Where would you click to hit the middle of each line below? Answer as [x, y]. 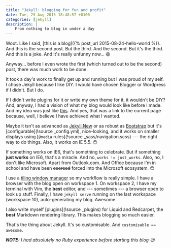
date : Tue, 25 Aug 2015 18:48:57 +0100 [48, 15]
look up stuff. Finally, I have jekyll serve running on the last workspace [81, 194]
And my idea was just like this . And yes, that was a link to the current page [83, 111]
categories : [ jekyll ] [29, 19]
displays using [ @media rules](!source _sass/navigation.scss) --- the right [82, 137]
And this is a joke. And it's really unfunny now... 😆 [58, 54]
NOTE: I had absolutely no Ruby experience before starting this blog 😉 [80, 240]
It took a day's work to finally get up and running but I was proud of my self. [85, 79]
